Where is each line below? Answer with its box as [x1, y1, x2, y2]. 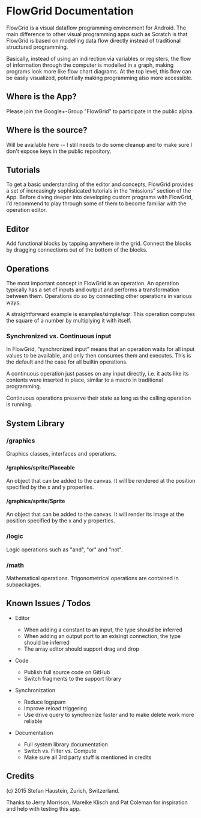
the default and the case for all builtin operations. [6, 358, 128, 365]
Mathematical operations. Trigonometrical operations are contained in [6, 574, 179, 581]
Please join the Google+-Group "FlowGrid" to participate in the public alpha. [6, 107, 194, 115]
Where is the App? [6, 91, 77, 102]
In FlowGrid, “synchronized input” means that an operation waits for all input [6, 345, 195, 353]
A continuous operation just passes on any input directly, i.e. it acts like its [6, 370, 189, 377]
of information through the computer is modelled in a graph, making [6, 61, 174, 69]
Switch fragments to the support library [23, 675, 122, 682]
